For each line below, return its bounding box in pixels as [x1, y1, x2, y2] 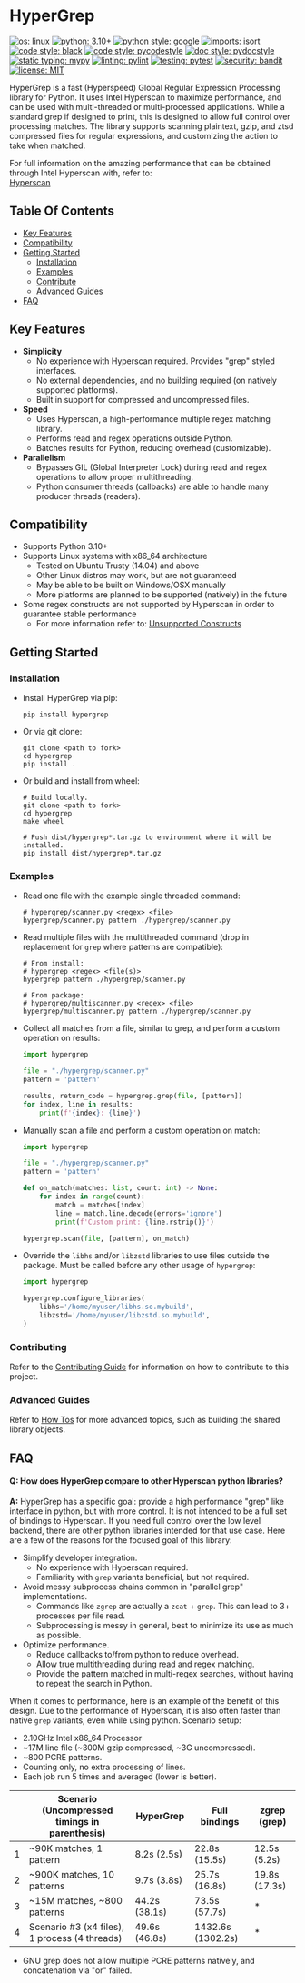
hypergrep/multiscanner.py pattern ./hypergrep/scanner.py [22, 1007, 251, 1017]
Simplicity [22, 346, 62, 356]
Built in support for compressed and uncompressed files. [35, 394, 250, 405]
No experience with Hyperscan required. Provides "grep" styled [35, 356, 275, 366]
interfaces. [35, 365, 77, 376]
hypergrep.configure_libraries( [22, 1294, 145, 1303]
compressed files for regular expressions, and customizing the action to [9, 130, 279, 141]
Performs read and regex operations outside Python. [35, 433, 233, 444]
